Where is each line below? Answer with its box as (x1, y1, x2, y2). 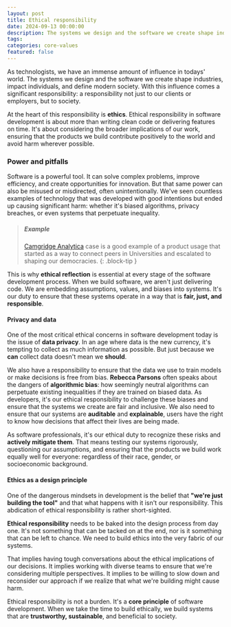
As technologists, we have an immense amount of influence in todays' (7, 67, 206, 76)
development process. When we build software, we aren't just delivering (7, 277, 212, 286)
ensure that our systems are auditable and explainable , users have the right (7, 410, 223, 418)
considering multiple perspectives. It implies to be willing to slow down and (7, 569, 220, 577)
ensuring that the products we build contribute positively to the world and (7, 132, 215, 140)
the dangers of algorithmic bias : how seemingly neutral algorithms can (7, 381, 209, 389)
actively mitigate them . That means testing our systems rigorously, (7, 438, 199, 446)
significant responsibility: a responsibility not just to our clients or (7, 89, 192, 97)
